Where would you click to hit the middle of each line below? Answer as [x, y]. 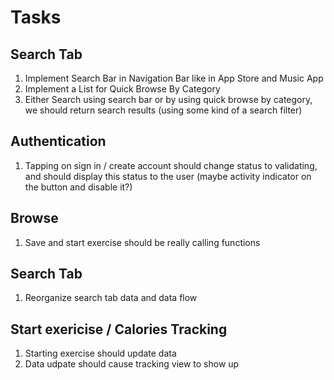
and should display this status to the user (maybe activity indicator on [168, 176]
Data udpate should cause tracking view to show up [132, 364]
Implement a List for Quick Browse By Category [122, 89]
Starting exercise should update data [100, 353]
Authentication [58, 141]
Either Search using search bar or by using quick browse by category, [168, 99]
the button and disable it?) [78, 187]
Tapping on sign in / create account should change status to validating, [171, 165]
